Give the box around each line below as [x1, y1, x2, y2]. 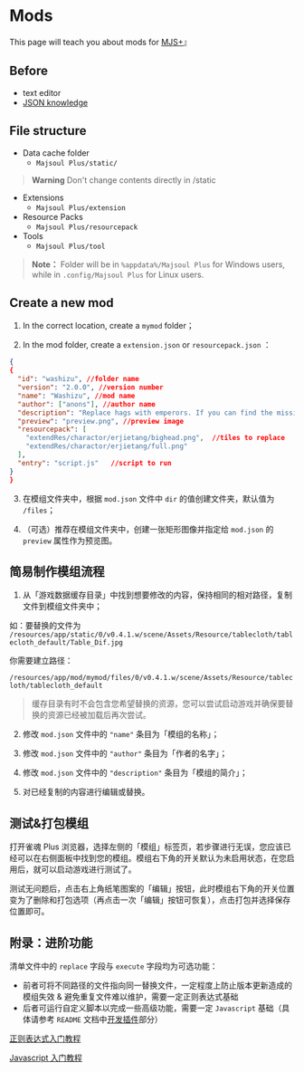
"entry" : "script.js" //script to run [17, 458, 172, 467]
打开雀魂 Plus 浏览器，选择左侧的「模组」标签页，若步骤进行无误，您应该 [9, 841, 283, 852]
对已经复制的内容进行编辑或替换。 [22, 787, 150, 798]
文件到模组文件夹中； [22, 601, 102, 612]
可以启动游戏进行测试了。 [40, 864, 137, 875]
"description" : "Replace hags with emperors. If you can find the [17, 408, 273, 417]
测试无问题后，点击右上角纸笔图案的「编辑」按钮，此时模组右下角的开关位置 [9, 884, 295, 895]
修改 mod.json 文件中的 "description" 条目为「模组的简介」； [22, 767, 248, 779]
